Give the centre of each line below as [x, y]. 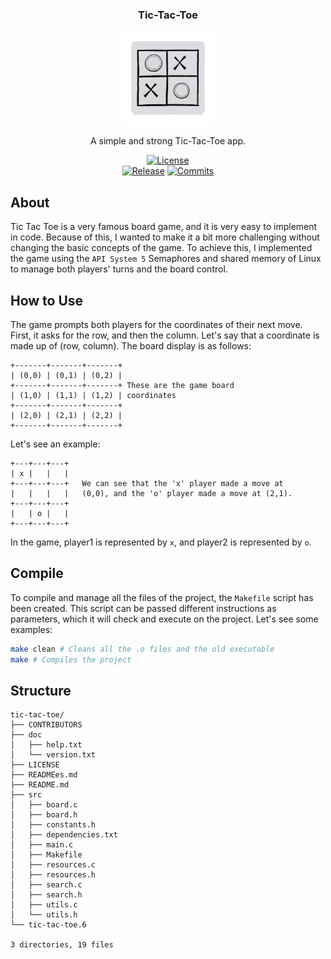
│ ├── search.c [46, 885]
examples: [31, 629]
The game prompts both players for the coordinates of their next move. [156, 324]
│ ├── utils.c [44, 905]
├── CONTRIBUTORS [46, 725]
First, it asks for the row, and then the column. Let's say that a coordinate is [165, 335]
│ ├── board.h [44, 815]
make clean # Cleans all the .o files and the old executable [142, 649]
